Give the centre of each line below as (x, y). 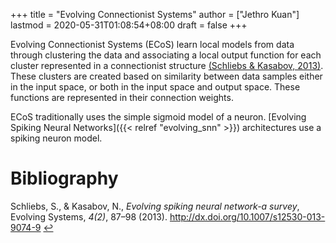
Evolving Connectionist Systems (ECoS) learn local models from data (152, 44)
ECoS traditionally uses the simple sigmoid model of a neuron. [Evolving (158, 117)
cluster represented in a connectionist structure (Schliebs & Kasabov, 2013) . (167, 65)
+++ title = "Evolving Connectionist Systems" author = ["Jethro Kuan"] (155, 14)
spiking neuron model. (56, 138)
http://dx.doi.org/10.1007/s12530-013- (247, 216)
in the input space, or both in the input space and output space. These (155, 87)
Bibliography (64, 178)
